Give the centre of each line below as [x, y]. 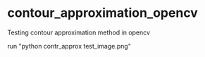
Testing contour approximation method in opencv [79, 32]
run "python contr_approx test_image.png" [69, 46]
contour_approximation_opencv [103, 13]
